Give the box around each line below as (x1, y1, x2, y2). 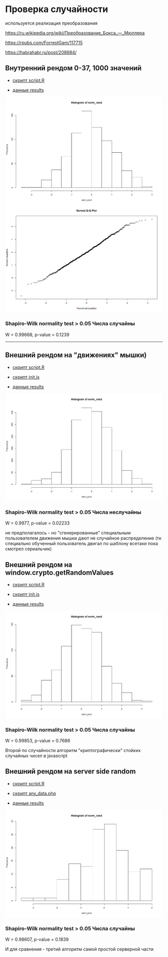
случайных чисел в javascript (5, 753, 67, 759)
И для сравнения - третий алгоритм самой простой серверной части (5, 946, 154, 952)
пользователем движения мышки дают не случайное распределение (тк (5, 535, 161, 541)
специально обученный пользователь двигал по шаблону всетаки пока (5, 541, 158, 547)
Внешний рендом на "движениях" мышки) (5, 351, 147, 360)
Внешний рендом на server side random (5, 767, 136, 776)
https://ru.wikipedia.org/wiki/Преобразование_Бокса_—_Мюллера (5, 30, 145, 36)
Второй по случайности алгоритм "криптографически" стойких (5, 747, 141, 753)
